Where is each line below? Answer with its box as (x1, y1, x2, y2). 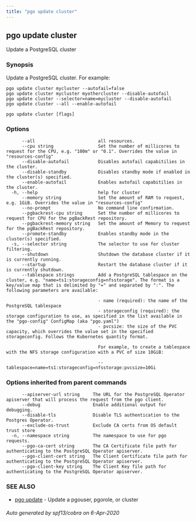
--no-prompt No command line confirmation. (21, 205, 175, 211)
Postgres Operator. (6, 417, 54, 424)
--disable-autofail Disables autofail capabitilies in (21, 159, 185, 165)
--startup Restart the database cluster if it (21, 262, 188, 268)
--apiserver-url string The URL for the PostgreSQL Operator (21, 392, 185, 398)
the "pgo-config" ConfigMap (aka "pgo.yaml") (6, 318, 119, 324)
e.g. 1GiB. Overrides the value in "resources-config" (6, 200, 143, 206)
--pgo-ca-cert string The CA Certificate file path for (21, 443, 177, 449)
